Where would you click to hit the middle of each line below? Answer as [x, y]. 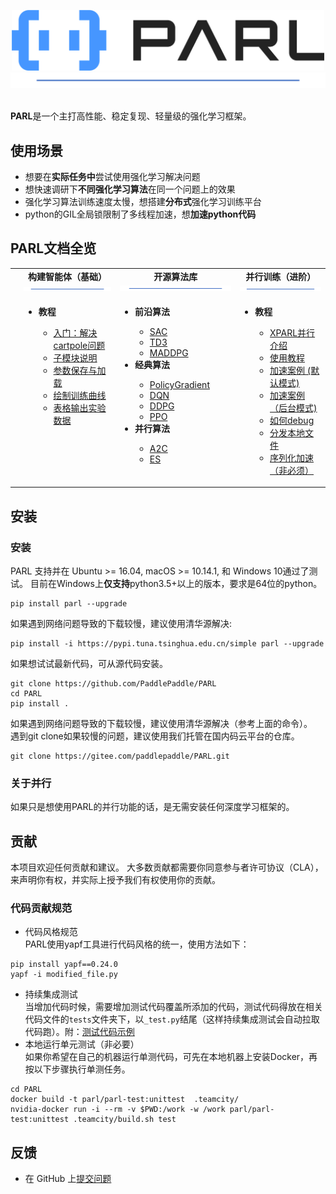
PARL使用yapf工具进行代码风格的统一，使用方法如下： [137, 944]
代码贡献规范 [41, 908]
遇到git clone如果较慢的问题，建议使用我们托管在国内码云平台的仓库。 [155, 736]
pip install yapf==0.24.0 [64, 965]
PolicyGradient [179, 384]
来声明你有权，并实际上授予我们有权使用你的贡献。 [115, 880]
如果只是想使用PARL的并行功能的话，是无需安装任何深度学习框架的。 [152, 807]
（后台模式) [293, 407]
